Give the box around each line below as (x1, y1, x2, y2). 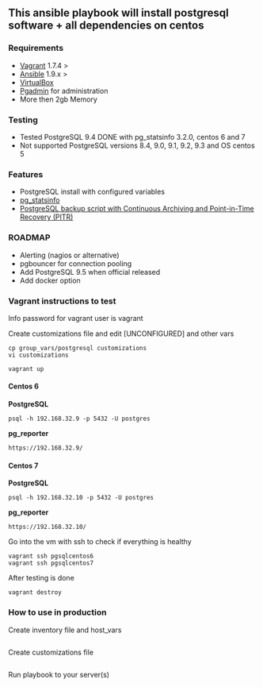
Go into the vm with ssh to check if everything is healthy (8, 537, 192, 546)
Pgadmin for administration (19, 86, 109, 95)
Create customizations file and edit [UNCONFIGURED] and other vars (8, 329, 234, 338)
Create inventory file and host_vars (8, 625, 122, 635)
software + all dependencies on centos (8, 19, 204, 33)
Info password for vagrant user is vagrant (8, 313, 144, 322)
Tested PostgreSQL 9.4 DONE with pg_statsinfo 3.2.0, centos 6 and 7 (19, 132, 246, 141)
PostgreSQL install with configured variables (19, 187, 165, 197)
